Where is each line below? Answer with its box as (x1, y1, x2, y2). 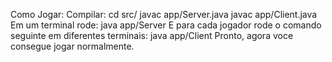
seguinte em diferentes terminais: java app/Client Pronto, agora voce (10, 30, 294, 41)
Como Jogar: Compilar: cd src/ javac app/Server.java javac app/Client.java (10, 9, 318, 20)
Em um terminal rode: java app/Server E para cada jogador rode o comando (10, 19, 322, 31)
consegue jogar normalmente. (10, 40, 135, 52)
